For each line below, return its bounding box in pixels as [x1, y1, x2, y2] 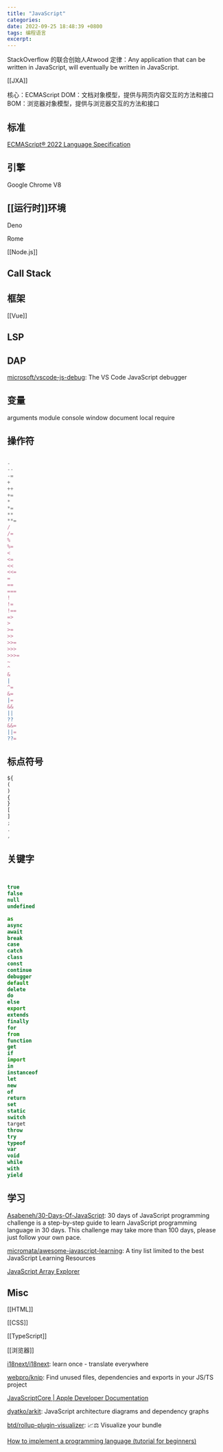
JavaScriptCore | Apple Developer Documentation [7, 1394, 149, 1402]
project [7, 1380, 27, 1389]
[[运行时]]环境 [7, 203, 67, 214]
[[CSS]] [7, 1318, 29, 1327]
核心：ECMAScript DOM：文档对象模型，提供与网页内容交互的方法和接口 [7, 91, 214, 99]
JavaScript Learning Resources [7, 1254, 96, 1262]
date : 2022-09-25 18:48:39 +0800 [7, 23, 103, 30]
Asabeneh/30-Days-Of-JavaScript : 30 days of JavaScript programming [7, 1211, 210, 1219]
